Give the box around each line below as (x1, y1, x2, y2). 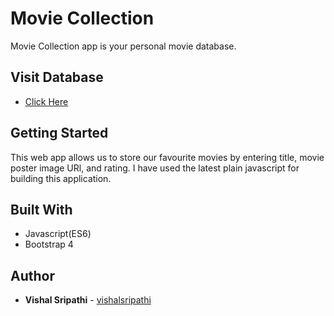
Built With (10, 201, 73, 218)
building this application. (10, 172, 112, 184)
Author (10, 267, 55, 284)
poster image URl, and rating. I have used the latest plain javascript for (10, 162, 300, 174)
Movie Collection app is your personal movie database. (10, 40, 237, 52)
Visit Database (10, 69, 104, 86)
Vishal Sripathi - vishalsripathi (24, 294, 152, 306)
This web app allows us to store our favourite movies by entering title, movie (10, 151, 325, 163)
